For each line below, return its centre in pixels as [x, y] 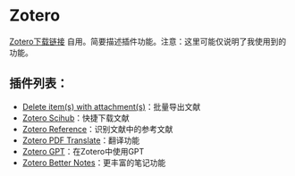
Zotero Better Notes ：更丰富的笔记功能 [94, 163]
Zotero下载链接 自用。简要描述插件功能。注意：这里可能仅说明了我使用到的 [148, 41]
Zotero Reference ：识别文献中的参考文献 [97, 129]
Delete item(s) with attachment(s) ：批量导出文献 [111, 106]
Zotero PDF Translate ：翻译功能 [81, 140]
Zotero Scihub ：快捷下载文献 [76, 118]
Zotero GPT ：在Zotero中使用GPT [83, 151]
